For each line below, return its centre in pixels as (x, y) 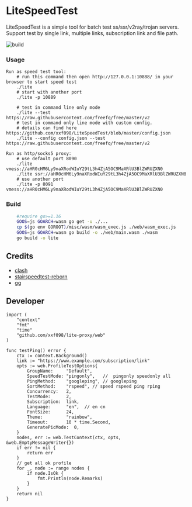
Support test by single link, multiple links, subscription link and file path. (92, 33)
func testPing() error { (36, 350)
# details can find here (47, 128)
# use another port (40, 180)
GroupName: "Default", (60, 371)
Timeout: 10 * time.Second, (69, 422)
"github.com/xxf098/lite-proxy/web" (61, 335)
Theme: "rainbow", (60, 417)
